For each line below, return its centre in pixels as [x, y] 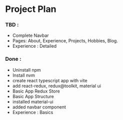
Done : [13, 59]
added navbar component [39, 107]
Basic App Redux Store [36, 91]
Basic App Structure [33, 96]
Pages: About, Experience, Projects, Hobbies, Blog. [65, 41]
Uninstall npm [26, 70]
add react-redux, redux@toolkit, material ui [57, 86]
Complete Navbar [30, 35]
